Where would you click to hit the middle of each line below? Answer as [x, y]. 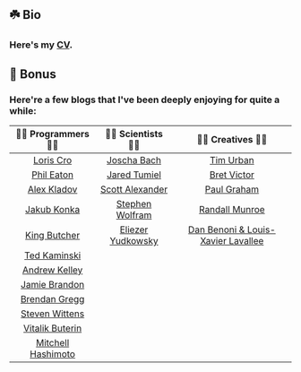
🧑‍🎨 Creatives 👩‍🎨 [232, 139]
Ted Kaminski [52, 255]
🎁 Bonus [33, 74]
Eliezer [134, 229]
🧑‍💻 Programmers [52, 134]
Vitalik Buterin [53, 328]
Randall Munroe [232, 209]
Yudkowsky [134, 241]
